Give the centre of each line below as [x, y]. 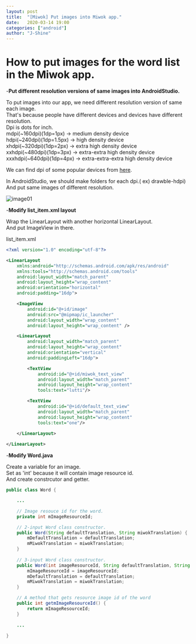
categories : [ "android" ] [36, 28]
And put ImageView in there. [40, 228]
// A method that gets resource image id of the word [84, 598]
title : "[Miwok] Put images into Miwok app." [64, 17]
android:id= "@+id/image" [58, 309]
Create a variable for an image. [43, 467]
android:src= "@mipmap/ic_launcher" [71, 314]
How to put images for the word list [93, 62]
